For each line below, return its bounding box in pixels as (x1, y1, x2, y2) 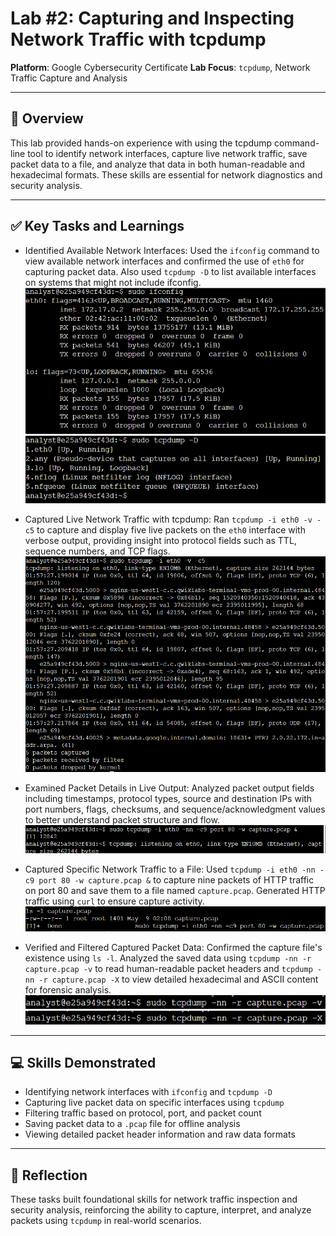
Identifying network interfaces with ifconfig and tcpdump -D (24, 1086, 273, 1098)
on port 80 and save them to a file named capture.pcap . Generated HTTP (24, 884, 326, 896)
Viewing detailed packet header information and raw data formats (24, 1128, 296, 1141)
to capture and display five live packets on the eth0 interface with (36, 523, 306, 536)
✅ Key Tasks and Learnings (10, 218, 185, 235)
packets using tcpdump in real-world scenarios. (10, 1215, 202, 1227)
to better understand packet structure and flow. (24, 813, 220, 826)
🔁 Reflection (10, 1167, 88, 1184)
